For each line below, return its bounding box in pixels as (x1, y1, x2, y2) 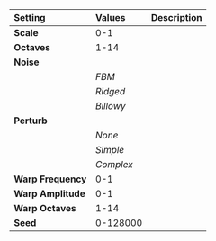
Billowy (95, 100, 126, 112)
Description (151, 12, 202, 23)
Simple (95, 144, 125, 156)
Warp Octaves (13, 202, 76, 214)
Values (95, 12, 126, 23)
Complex (95, 158, 133, 170)
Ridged (95, 85, 126, 97)
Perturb (13, 114, 48, 127)
